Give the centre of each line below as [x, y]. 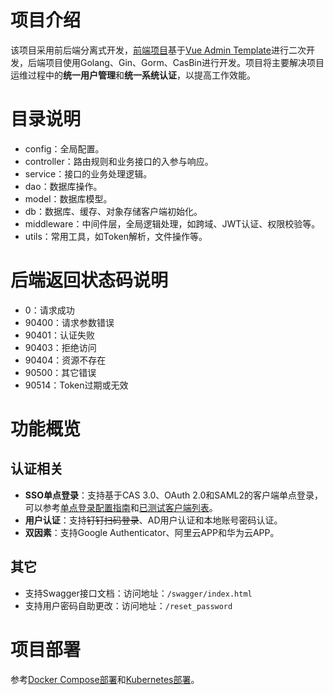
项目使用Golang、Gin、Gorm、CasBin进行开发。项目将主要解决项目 [184, 62]
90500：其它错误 [60, 372]
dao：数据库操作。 [63, 186]
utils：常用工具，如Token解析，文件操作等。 [116, 236]
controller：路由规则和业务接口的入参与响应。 [119, 161]
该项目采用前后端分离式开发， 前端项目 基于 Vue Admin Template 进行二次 [158, 50]
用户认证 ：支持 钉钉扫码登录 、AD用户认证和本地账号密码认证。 [153, 520]
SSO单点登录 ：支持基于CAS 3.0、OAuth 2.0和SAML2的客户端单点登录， [174, 495]
